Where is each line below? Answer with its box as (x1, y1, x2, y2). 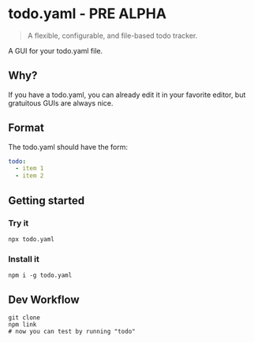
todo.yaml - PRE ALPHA (8, 5, 167, 23)
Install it (8, 253, 39, 264)
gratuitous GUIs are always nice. (8, 98, 114, 107)
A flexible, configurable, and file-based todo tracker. (27, 31, 198, 40)
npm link (8, 320, 37, 328)
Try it (8, 218, 29, 229)
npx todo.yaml (8, 235, 55, 243)
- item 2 (15, 172, 44, 180)
